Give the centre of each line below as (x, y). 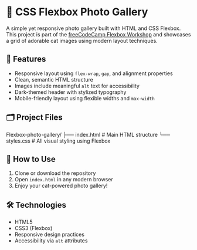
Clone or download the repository (55, 173)
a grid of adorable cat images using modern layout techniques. (82, 40)
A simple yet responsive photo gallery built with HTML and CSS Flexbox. (94, 28)
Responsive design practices (50, 235)
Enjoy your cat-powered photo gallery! (61, 186)
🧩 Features (26, 59)
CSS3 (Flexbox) (33, 228)
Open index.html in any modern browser (64, 180)
